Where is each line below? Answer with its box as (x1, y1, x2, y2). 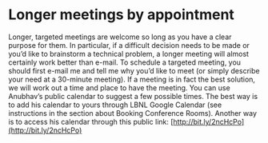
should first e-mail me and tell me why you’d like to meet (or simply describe (8, 66, 260, 75)
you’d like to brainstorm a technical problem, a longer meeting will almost (8, 49, 250, 58)
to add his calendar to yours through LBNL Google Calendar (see (8, 100, 222, 109)
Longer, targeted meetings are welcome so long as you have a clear (8, 32, 232, 42)
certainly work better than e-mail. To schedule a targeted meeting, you (8, 58, 242, 67)
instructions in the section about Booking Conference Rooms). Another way (8, 108, 258, 117)
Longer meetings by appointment (8, 6, 234, 24)
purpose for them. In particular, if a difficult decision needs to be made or (8, 40, 250, 50)
